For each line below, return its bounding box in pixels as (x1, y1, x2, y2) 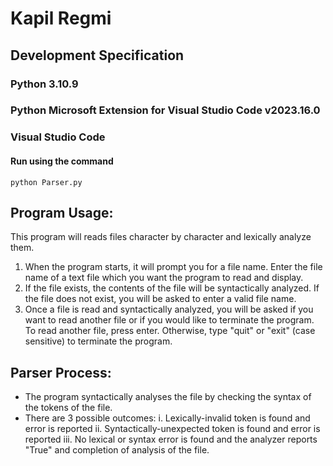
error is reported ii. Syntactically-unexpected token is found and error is (24, 423, 321, 435)
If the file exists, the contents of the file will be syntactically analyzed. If (24, 282, 320, 294)
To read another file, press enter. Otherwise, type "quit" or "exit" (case (24, 325, 316, 337)
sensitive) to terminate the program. (24, 335, 173, 347)
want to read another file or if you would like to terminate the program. (24, 314, 315, 326)
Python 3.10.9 (10, 77, 79, 91)
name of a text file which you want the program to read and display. (24, 272, 304, 284)
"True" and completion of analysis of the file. (24, 444, 210, 456)
